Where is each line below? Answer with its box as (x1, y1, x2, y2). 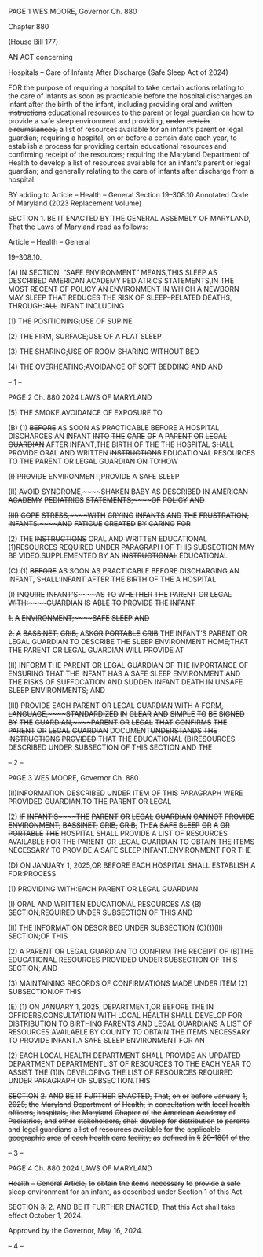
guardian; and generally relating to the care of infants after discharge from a (8, 167, 254, 175)
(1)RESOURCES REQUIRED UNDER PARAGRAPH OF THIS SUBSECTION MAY (8, 543, 255, 551)
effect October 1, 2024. (8, 1211, 83, 1220)
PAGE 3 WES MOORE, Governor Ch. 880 (8, 773, 139, 782)
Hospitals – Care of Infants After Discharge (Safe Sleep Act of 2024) (8, 68, 229, 77)
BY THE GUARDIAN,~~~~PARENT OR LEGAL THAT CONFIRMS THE (8, 717, 228, 727)
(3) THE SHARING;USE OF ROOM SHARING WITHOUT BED (8, 347, 199, 356)
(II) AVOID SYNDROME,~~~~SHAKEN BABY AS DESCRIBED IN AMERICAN (8, 487, 249, 496)
